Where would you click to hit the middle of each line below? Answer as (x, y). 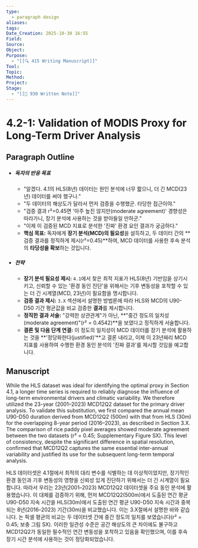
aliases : (17, 22)
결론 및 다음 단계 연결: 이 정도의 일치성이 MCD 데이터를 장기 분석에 (100, 330)
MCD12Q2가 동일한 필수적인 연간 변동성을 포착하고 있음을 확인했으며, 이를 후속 (97, 532)
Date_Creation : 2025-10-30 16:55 (47, 34)
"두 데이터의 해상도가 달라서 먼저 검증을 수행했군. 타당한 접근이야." (99, 204)
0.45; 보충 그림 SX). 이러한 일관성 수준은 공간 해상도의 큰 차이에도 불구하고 (92, 524)
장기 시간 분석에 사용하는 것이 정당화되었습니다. (60, 539)
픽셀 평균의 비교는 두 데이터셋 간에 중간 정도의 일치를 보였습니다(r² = (103, 517)
